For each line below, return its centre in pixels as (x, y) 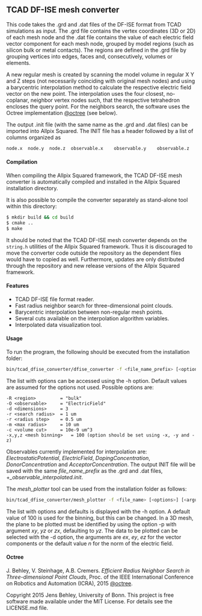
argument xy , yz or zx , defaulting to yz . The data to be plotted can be (92, 530)
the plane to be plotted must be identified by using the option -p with (91, 524)
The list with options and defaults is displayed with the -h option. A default (98, 511)
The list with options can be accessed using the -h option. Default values (97, 381)
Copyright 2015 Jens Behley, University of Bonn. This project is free (90, 595)
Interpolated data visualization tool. (58, 325)
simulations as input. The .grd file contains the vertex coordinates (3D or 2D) (101, 31)
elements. (19, 63)
